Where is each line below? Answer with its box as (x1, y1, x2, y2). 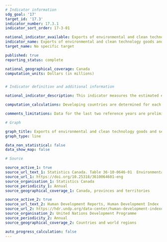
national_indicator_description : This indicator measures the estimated (5, 93, 159, 98)
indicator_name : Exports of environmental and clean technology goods (5, 39, 155, 45)
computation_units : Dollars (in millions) (5, 71, 94, 76)
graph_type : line (5, 133, 41, 139)
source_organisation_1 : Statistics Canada (5, 179, 94, 184)
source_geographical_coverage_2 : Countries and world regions (5, 220, 137, 225)
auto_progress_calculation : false (5, 229, 77, 234)
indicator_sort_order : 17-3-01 (5, 26, 70, 31)
